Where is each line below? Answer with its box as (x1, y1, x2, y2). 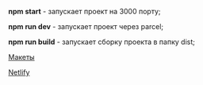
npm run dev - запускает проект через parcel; (8, 22, 164, 31)
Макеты (8, 53, 35, 61)
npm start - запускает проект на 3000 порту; (8, 7, 161, 16)
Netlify (8, 68, 30, 77)
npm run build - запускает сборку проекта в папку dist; (8, 37, 196, 46)
